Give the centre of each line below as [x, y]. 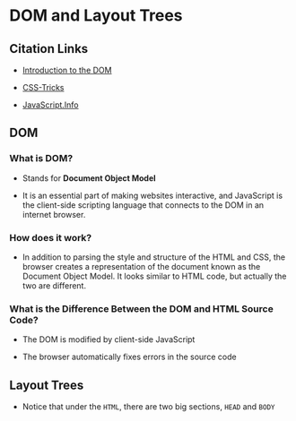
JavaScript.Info [50, 105]
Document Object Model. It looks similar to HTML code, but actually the [154, 276]
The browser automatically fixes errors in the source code [129, 357]
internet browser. [54, 214]
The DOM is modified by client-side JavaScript [109, 339]
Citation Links [49, 49]
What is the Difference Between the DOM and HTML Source [141, 308]
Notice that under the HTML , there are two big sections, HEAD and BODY [148, 407]
